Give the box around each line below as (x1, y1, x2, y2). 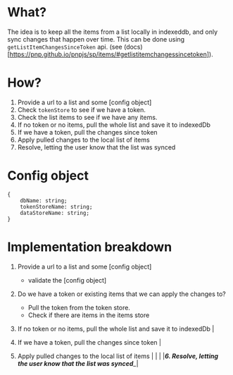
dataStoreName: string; (20, 209, 90, 216)
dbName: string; (20, 197, 68, 204)
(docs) (123, 42, 143, 51)
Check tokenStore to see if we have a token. (17, 105, 146, 113)
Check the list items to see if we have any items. (17, 113, 158, 121)
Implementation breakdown (7, 239, 172, 254)
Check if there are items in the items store (27, 311, 150, 319)
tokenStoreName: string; (20, 203, 93, 210)
